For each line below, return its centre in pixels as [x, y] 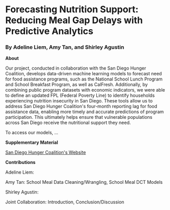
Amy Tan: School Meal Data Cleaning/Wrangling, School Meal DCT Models [84, 182]
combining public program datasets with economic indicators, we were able [85, 90]
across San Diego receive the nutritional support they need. [68, 123]
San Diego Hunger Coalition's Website [46, 153]
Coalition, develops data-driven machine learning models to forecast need [84, 74]
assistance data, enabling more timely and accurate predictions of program [84, 112]
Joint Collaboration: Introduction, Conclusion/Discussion [65, 202]
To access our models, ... [32, 133]
